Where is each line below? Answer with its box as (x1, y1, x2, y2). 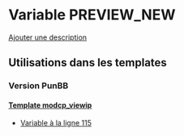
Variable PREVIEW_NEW (8, 6, 176, 24)
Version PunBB (8, 80, 69, 91)
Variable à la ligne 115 (19, 118, 92, 128)
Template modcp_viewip (8, 100, 92, 110)
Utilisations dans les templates (8, 56, 168, 70)
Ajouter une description (8, 32, 88, 42)
